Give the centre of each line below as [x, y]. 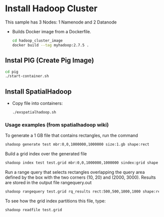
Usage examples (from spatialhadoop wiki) [57, 124]
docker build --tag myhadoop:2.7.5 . [51, 45]
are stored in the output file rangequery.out [48, 182]
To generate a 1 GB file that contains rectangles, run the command [72, 136]
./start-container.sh [27, 76]
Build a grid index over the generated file [46, 154]
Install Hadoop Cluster [51, 9]
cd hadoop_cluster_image [37, 40]
